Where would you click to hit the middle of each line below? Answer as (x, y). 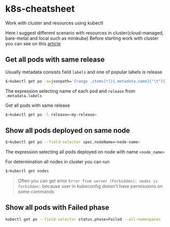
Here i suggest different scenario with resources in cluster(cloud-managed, (84, 33)
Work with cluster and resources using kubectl (54, 23)
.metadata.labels (24, 96)
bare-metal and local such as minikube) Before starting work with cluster (82, 38)
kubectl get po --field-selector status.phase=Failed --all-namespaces (83, 219)
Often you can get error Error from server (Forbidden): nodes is (88, 181)
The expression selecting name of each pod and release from (70, 91)
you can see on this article (33, 43)
